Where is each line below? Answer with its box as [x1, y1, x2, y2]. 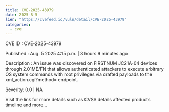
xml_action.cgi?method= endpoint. [5, 77, 78, 83]
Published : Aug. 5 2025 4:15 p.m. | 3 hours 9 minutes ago [5, 51, 128, 57]
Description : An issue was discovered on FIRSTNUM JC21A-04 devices [5, 60, 157, 66]
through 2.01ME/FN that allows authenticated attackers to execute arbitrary [5, 66, 164, 72]
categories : [5, 21, 31, 27]
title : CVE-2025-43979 [5, 7, 54, 13]
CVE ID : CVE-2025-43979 [5, 40, 62, 47]
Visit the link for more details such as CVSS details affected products [5, 97, 151, 103]
